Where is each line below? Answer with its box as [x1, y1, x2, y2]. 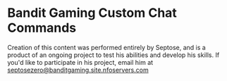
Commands [7, 20, 77, 36]
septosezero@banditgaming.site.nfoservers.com [7, 66, 149, 74]
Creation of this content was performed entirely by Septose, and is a [7, 43, 206, 51]
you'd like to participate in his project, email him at [7, 58, 154, 66]
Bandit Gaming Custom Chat [7, 5, 178, 21]
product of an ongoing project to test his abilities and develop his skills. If [7, 51, 220, 59]
